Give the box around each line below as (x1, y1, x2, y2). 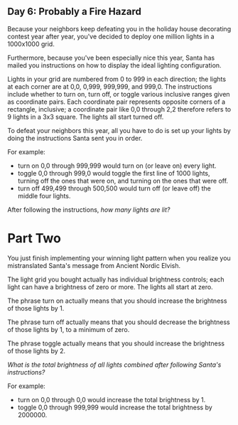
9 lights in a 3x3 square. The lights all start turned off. (7, 112, 164, 121)
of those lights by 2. (7, 346, 66, 355)
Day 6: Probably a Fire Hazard (7, 6, 142, 18)
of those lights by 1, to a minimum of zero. (7, 325, 130, 333)
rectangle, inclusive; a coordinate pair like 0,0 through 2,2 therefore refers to (7, 104, 232, 113)
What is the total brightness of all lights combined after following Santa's (7, 360, 222, 369)
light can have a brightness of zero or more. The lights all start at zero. (7, 282, 213, 291)
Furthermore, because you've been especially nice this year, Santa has (7, 53, 215, 62)
